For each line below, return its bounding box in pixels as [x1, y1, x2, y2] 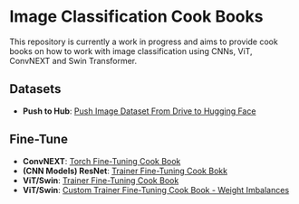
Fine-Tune [9, 132, 68, 147]
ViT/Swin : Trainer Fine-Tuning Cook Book [22, 174, 179, 186]
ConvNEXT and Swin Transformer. [9, 55, 138, 66]
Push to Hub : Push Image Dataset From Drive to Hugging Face [22, 106, 256, 116]
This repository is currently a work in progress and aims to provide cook [9, 36, 278, 47]
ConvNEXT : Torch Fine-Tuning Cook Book [22, 155, 181, 166]
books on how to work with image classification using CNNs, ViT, [9, 45, 253, 56]
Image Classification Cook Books [9, 6, 264, 27]
